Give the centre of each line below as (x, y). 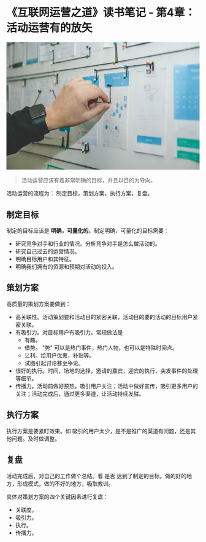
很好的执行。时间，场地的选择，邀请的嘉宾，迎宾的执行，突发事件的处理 (106, 371)
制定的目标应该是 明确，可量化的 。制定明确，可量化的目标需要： (88, 230)
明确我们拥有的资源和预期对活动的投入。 (66, 267)
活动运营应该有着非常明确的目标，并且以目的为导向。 (89, 180)
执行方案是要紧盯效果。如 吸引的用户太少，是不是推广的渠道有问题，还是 (98, 431)
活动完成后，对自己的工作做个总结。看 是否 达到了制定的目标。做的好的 (97, 476)
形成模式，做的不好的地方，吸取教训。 (65, 484)
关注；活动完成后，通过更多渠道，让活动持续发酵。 (80, 393)
